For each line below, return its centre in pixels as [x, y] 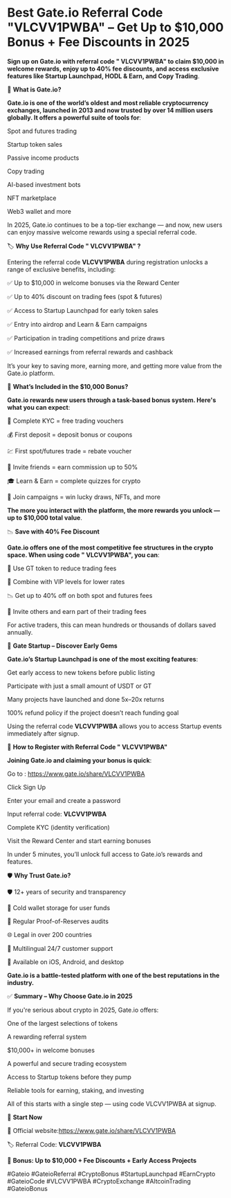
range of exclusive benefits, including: [62, 269]
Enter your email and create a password [64, 800]
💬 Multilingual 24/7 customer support [60, 948]
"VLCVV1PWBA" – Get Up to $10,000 [115, 27]
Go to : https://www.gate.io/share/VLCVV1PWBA [76, 774]
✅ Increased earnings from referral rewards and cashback [90, 352]
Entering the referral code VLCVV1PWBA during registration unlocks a [108, 262]
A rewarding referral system [47, 1037]
